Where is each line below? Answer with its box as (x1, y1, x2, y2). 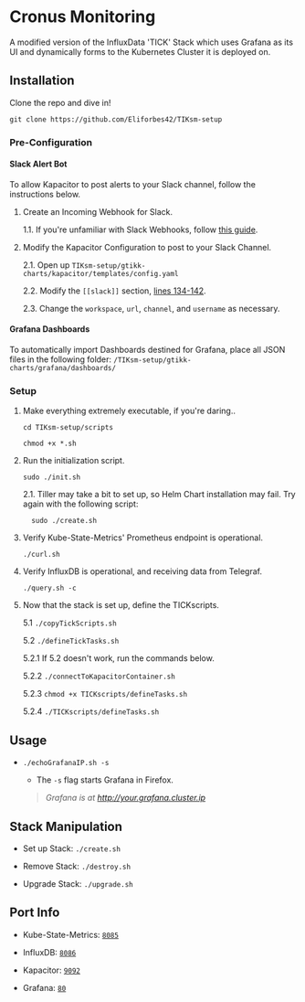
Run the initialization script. (22, 455, 125, 466)
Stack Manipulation (9, 818, 123, 834)
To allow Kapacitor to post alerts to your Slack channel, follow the (9, 178, 256, 189)
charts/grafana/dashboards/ (9, 364, 117, 373)
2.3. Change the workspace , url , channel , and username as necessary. (22, 303, 280, 314)
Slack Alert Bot (9, 158, 68, 170)
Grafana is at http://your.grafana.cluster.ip (45, 793, 206, 804)
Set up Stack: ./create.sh (22, 843, 121, 854)
